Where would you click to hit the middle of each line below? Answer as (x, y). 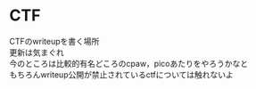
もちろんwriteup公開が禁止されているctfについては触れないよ (121, 74)
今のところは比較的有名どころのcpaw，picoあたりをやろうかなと (128, 63)
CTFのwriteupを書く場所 (54, 41)
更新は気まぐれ (37, 52)
